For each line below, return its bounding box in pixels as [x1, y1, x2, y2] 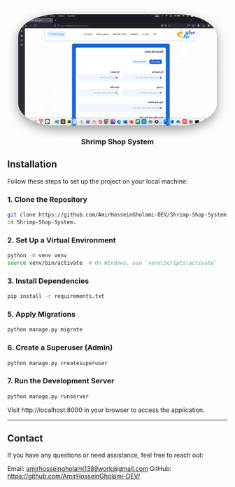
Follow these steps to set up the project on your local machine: [7, 177, 188, 185]
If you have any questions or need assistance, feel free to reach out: [7, 451, 204, 460]
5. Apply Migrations [7, 310, 76, 320]
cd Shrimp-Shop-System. [7, 219, 77, 226]
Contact [7, 432, 43, 444]
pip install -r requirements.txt [7, 293, 105, 300]
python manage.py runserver [7, 392, 90, 400]
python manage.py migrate [7, 326, 83, 334]
